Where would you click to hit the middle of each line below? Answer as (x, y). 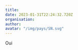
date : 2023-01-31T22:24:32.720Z (39, 15)
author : (13, 24)
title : (12, 10)
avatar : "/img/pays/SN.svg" (35, 29)
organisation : (20, 19)
